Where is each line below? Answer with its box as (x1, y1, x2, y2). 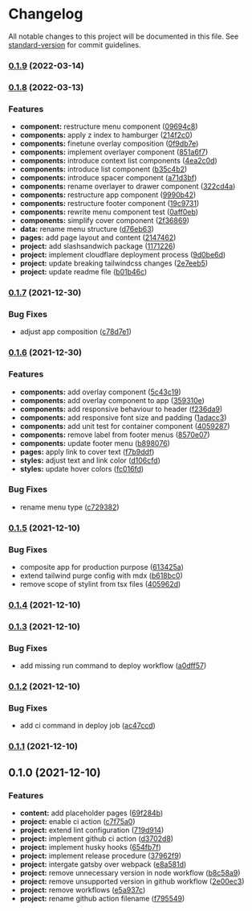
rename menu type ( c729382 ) (19, 502, 120, 512)
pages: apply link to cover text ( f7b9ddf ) (19, 447, 155, 456)
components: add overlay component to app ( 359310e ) (19, 395, 205, 405)
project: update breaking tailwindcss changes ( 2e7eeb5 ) (19, 258, 209, 268)
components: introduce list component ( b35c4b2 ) (19, 164, 188, 174)
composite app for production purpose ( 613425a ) (19, 563, 185, 572)
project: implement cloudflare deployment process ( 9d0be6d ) (19, 250, 226, 260)
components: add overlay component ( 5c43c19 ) (19, 387, 182, 397)
